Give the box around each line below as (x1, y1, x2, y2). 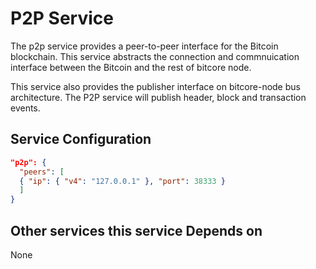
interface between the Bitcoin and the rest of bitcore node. (10, 61, 252, 73)
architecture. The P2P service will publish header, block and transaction (10, 91, 307, 103)
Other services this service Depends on (10, 222, 263, 239)
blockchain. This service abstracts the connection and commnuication (10, 50, 300, 62)
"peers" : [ (19, 167, 65, 177)
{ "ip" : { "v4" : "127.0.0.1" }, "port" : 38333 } (19, 176, 226, 186)
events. (10, 102, 41, 114)
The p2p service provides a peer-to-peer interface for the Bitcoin (10, 40, 279, 52)
